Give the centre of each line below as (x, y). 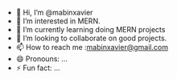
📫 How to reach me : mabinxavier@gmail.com (92, 47)
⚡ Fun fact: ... (38, 68)
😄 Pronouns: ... (42, 59)
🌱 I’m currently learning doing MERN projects (91, 29)
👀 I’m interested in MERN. (58, 21)
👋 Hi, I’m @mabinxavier (54, 12)
